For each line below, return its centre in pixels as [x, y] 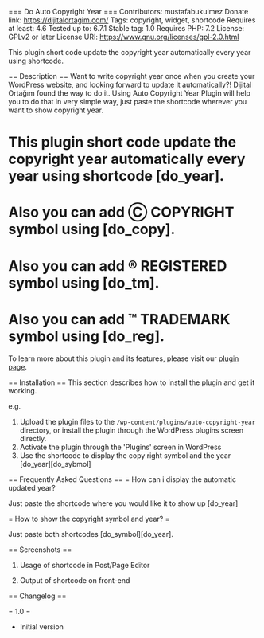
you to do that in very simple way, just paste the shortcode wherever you [128, 102]
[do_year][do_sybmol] [55, 464]
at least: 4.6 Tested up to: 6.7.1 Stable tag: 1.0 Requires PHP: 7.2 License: [126, 28]
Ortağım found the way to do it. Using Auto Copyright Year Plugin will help [129, 93]
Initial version [41, 626]
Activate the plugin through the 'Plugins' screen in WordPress [120, 447]
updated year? [32, 487]
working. [23, 390]
